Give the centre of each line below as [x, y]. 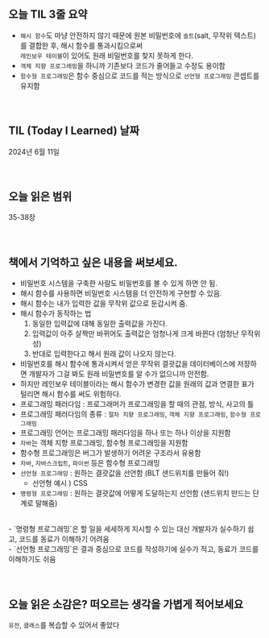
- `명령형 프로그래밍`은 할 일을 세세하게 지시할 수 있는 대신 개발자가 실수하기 [127, 529]
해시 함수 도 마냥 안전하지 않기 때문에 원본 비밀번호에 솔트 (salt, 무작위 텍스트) [138, 35]
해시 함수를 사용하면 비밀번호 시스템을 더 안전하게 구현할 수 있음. [121, 293]
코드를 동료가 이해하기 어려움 [64, 539]
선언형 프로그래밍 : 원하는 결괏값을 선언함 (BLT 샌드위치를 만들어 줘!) [124, 473]
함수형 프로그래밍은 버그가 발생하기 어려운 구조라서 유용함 [110, 453]
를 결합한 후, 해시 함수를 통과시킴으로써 [81, 45]
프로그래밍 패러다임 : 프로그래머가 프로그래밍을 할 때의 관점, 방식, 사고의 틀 [137, 404]
